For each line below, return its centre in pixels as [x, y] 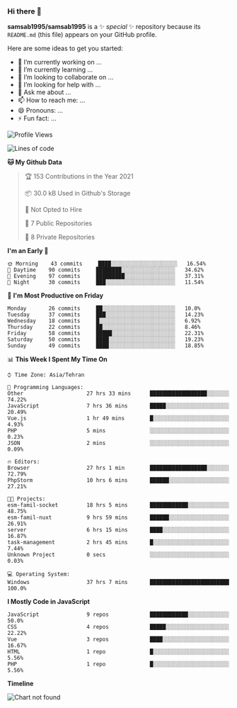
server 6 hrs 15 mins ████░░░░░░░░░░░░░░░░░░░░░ [118, 530]
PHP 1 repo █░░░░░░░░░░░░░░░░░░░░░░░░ [118, 664]
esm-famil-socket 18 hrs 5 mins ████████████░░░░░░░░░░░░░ [118, 505]
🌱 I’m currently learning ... [55, 69]
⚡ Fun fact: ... [37, 118]
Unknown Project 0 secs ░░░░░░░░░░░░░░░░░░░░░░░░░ [118, 555]
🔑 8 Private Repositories [60, 237]
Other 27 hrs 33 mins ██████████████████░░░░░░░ [118, 394]
